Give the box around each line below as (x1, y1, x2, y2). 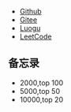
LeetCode (19, 32, 52, 41)
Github (19, 7, 42, 16)
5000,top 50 (19, 86, 61, 95)
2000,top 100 (19, 78, 64, 88)
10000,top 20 (19, 95, 64, 104)
